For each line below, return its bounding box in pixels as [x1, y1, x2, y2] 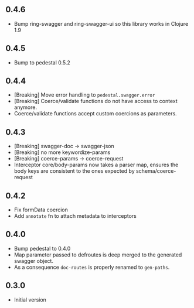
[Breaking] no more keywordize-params [13, 149, 111, 156]
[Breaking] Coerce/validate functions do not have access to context [13, 98, 178, 105]
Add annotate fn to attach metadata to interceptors [13, 213, 137, 220]
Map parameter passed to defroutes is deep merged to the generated [13, 251, 182, 258]
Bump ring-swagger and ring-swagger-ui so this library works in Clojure [13, 20, 189, 27]
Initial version [13, 296, 46, 303]
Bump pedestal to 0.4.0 [13, 245, 71, 252]
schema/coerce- [136, 167, 176, 174]
